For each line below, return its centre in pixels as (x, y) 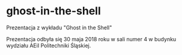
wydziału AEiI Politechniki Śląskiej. (49, 45)
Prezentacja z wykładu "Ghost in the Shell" (59, 27)
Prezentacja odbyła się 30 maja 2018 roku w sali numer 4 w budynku (91, 39)
